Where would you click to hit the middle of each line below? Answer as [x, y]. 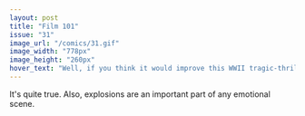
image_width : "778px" [50, 52]
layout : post [34, 18]
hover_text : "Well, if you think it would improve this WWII [128, 69]
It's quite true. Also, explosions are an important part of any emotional [140, 94]
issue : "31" [32, 34]
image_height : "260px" [52, 60]
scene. [22, 103]
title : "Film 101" [44, 26]
